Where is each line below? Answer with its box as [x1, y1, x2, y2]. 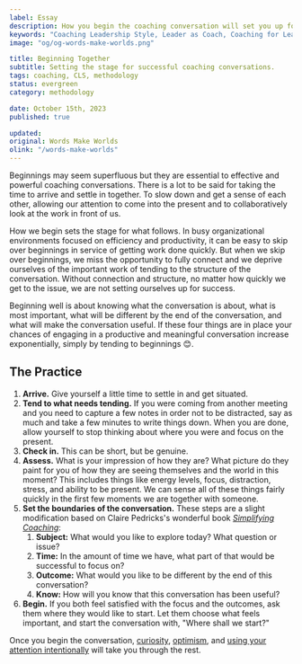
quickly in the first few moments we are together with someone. [22, 493, 259, 504]
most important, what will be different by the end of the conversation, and [9, 310, 282, 320]
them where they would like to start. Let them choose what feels [22, 607, 261, 618]
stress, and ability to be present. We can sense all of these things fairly [22, 483, 285, 494]
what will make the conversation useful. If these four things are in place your [9, 320, 292, 330]
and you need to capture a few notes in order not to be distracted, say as [22, 407, 293, 418]
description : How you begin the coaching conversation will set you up [9, 22, 283, 31]
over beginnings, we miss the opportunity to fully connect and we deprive [9, 254, 283, 265]
